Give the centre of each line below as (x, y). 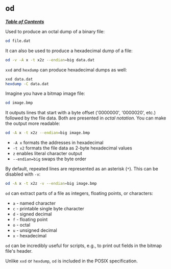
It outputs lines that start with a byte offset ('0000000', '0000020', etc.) (81, 113)
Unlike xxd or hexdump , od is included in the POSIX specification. (71, 261)
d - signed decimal (32, 214)
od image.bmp (19, 103)
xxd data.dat (19, 79)
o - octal (21, 225)
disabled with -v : (23, 174)
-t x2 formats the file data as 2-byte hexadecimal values (72, 148)
